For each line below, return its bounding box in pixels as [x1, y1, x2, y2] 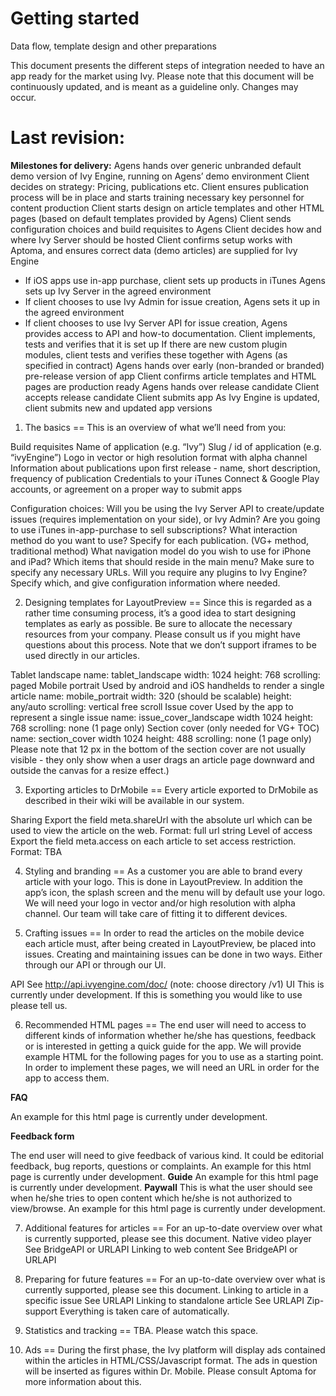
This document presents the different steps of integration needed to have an [10, 59, 325, 71]
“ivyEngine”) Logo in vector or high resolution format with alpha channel [10, 451, 308, 463]
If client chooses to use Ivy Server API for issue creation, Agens [24, 317, 288, 329]
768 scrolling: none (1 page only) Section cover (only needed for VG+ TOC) [10, 722, 320, 734]
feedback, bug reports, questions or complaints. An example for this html [10, 1160, 312, 1172]
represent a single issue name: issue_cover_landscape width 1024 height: [10, 711, 314, 723]
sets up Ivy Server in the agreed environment [24, 285, 212, 297]
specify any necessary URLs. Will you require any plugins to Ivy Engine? [10, 566, 308, 578]
